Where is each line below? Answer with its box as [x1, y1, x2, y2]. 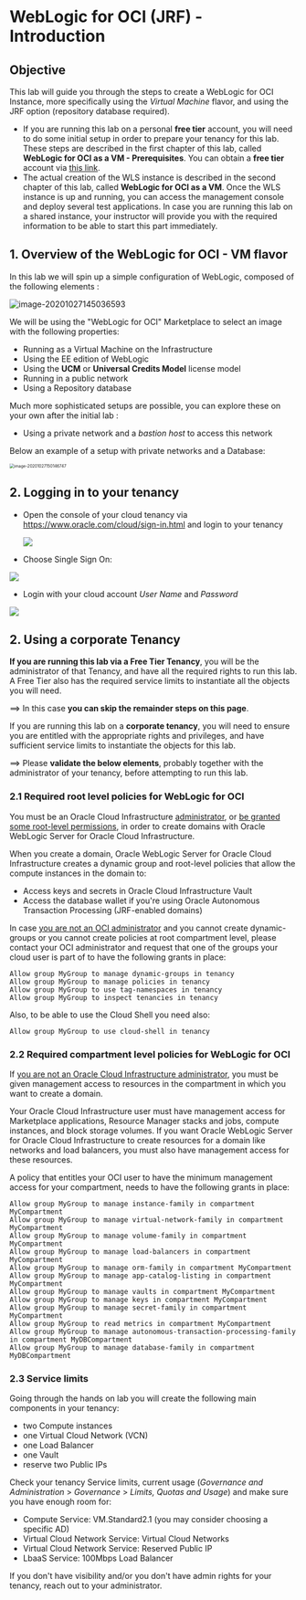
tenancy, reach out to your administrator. [9, 1580, 163, 1591]
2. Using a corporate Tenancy [9, 632, 181, 647]
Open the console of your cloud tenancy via [22, 509, 188, 520]
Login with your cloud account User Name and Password [22, 588, 238, 599]
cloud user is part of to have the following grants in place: [9, 952, 227, 963]
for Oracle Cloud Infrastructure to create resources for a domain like [9, 1135, 266, 1146]
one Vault [22, 1449, 59, 1460]
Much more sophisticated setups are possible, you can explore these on [9, 400, 281, 411]
